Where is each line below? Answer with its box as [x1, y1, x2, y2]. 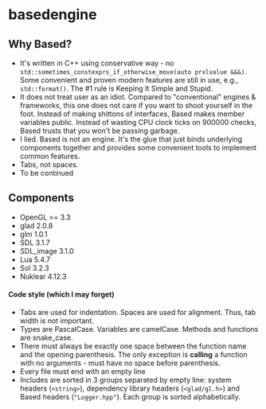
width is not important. [19, 316, 94, 325]
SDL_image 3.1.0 [19, 246, 74, 255]
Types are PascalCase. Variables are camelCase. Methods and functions [19, 325, 259, 334]
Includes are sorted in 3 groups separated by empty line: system [19, 376, 233, 385]
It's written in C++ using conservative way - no [19, 58, 174, 68]
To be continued [19, 169, 74, 177]
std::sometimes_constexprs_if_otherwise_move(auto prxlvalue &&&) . [19, 67, 247, 76]
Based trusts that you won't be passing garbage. [19, 126, 180, 135]
